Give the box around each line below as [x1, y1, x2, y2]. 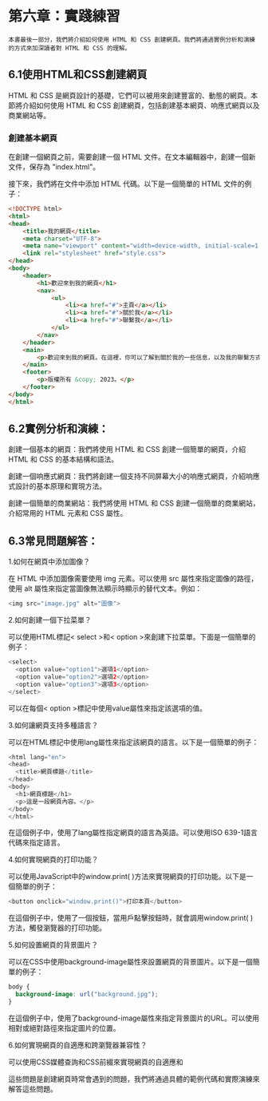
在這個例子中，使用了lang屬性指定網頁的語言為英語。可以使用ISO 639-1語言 [8, 828, 258, 838]
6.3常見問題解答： [8, 534, 99, 548]
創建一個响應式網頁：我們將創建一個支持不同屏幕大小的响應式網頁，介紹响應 [8, 472, 260, 481]
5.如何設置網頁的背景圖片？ [8, 940, 98, 950]
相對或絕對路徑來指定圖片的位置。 [8, 1023, 120, 1032]
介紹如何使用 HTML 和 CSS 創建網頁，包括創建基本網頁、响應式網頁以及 [22, 101, 260, 110]
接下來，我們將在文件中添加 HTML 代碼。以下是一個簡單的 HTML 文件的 [8, 179, 245, 188]
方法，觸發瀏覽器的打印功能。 [8, 923, 106, 933]
